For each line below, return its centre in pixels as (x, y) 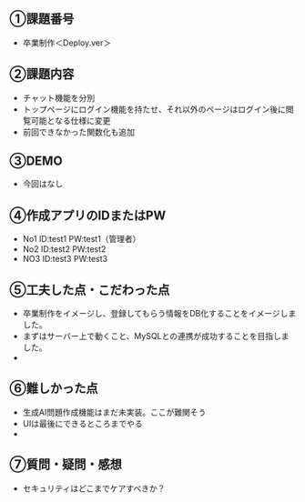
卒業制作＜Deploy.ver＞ (67, 43)
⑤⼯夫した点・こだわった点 (90, 290)
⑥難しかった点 (54, 389)
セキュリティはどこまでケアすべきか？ (94, 488)
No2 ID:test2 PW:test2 (64, 249)
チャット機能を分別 (59, 97)
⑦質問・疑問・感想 (66, 465)
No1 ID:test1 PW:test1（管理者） (81, 239)
